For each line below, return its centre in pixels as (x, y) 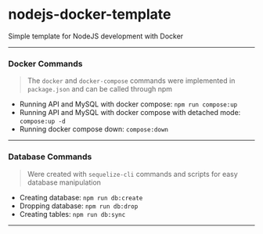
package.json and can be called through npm (100, 89)
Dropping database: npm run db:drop (79, 206)
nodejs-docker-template (90, 14)
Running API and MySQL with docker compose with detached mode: (130, 113)
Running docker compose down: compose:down (94, 129)
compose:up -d (42, 122)
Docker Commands (46, 63)
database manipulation (64, 182)
